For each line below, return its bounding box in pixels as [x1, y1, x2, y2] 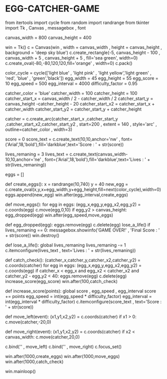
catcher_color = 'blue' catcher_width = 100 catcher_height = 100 [5, 90, 138, 96]
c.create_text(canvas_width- [69, 151, 128, 157]
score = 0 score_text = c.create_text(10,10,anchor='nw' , [5, 136, 121, 142]
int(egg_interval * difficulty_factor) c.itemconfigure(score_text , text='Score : [5, 298, 162, 304]
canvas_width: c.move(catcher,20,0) [5, 333, 80, 340]
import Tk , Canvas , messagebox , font [5, 24, 86, 30]
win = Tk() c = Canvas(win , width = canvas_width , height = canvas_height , [5, 44, 162, 50]
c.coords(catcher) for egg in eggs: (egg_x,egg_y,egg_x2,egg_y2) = [5, 262, 142, 268]
